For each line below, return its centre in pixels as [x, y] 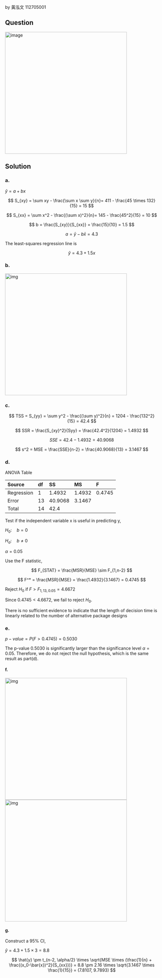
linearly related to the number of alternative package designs [66, 615]
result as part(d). [22, 658]
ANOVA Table [19, 473]
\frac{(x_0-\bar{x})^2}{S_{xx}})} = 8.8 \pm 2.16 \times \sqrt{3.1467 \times [82, 965]
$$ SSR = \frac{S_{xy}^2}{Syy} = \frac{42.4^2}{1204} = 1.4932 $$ [82, 431]
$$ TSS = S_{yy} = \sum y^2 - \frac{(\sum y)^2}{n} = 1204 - [69, 416]
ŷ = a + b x [15, 191]
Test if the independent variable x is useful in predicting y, [63, 521]
